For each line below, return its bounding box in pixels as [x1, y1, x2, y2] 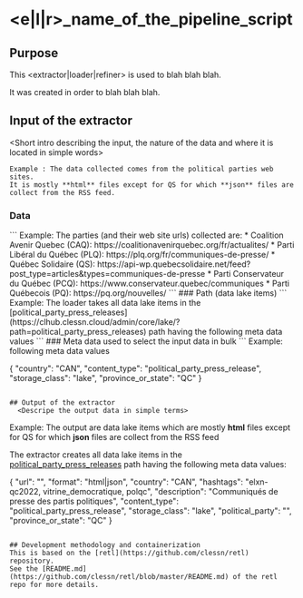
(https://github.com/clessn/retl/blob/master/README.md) [9, 573, 230, 582]
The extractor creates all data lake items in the [9, 449, 183, 460]
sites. [9, 172, 34, 181]
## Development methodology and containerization [9, 541, 201, 550]
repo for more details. [9, 581, 100, 590]
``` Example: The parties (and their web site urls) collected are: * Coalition [9, 230, 284, 240]
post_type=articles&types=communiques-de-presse [9, 269, 206, 279]
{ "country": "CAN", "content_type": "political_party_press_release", [9, 363, 262, 374]
